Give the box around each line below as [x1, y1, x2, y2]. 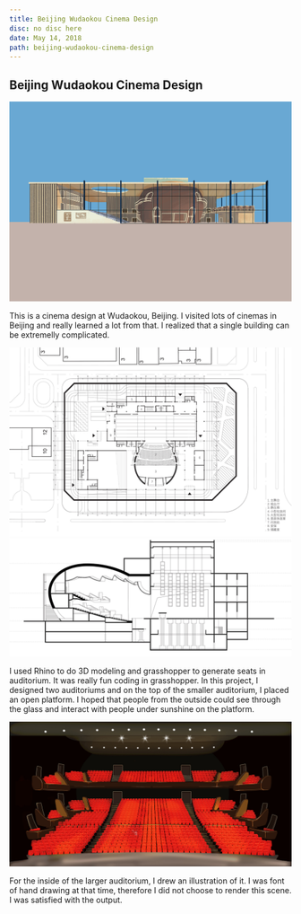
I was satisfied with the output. [9, 894, 123, 906]
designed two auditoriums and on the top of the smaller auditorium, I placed [9, 685, 289, 696]
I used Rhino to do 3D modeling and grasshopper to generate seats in [9, 665, 266, 677]
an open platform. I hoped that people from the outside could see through [9, 694, 281, 705]
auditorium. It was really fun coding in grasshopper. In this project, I [9, 675, 258, 686]
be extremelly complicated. [9, 329, 110, 340]
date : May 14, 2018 [9, 33, 82, 42]
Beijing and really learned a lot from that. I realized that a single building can [9, 320, 289, 330]
